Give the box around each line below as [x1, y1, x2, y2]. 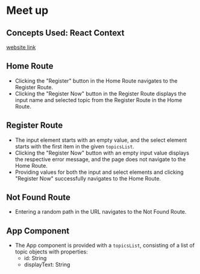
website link [6, 43, 36, 51]
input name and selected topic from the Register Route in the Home [14, 96, 183, 103]
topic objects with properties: [14, 248, 89, 255]
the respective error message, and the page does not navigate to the [14, 155, 186, 163]
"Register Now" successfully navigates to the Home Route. [14, 174, 161, 182]
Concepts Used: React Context [6, 28, 125, 38]
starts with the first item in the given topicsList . [14, 142, 134, 150]
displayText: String [23, 261, 70, 269]
